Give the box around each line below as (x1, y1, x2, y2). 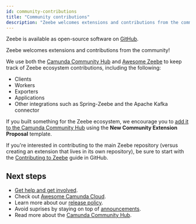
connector (14, 106, 40, 114)
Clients (14, 75, 32, 82)
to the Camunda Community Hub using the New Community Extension (6, 124, 178, 132)
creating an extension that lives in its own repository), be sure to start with (6, 148, 184, 155)
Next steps (6, 171, 47, 181)
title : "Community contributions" (6, 14, 90, 20)
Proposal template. (6, 130, 52, 137)
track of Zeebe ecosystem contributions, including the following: (6, 64, 162, 71)
